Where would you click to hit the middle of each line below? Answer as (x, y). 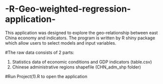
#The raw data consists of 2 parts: (40, 52)
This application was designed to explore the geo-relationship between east (81, 33)
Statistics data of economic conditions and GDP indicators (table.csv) (82, 62)
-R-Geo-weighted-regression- (68, 9)
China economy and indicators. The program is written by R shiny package (80, 38)
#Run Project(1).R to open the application (46, 76)
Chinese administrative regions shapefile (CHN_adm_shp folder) (77, 67)
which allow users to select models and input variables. (61, 43)
